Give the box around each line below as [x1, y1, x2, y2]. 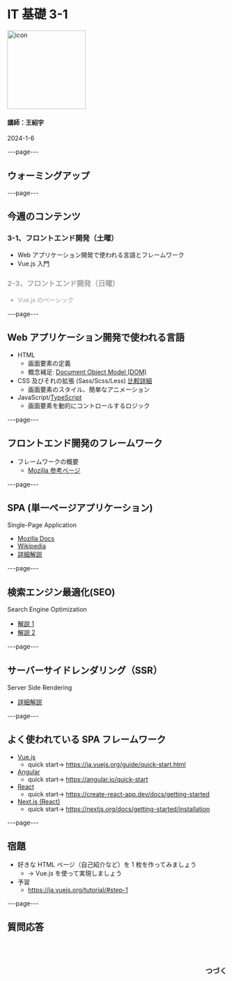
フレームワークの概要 [17, 457, 79, 466]
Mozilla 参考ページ [27, 466, 81, 474]
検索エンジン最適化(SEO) [7, 586, 116, 598]
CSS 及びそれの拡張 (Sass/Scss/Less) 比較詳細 [17, 376, 153, 385]
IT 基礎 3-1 [7, 6, 68, 22]
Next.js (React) [17, 797, 61, 805]
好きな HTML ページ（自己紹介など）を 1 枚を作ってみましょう [17, 860, 197, 868]
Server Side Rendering [7, 683, 72, 692]
